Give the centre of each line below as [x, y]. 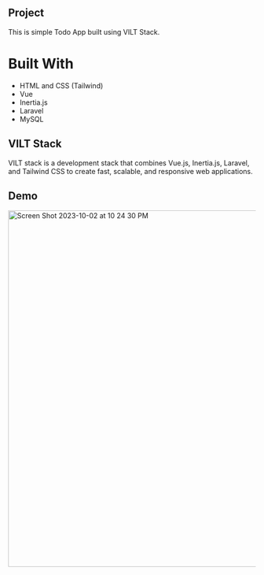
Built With [41, 64]
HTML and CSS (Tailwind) [61, 85]
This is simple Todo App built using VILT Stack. [84, 32]
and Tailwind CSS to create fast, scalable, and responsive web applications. [130, 171]
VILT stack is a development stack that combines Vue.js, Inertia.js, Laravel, [129, 163]
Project [26, 13]
